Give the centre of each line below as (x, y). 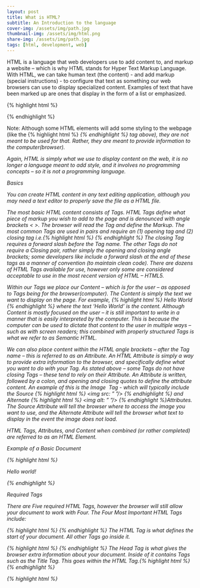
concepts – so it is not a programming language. (66, 171)
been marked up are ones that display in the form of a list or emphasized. (96, 94)
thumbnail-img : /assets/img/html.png (54, 34)
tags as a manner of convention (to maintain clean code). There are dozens (100, 263)
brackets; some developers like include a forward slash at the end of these (99, 256)
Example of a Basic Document (44, 448)
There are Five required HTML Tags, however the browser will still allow (95, 506)
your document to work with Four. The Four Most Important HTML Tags (94, 512)
